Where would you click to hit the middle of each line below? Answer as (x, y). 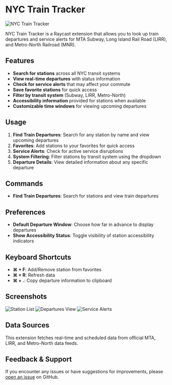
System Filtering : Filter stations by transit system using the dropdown (87, 156)
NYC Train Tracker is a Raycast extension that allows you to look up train (82, 33)
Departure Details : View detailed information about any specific (80, 162)
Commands (24, 183)
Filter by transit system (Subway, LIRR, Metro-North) (69, 95)
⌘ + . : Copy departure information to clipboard (62, 281)
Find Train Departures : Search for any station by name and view (81, 134)
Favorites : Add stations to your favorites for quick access (74, 146)
